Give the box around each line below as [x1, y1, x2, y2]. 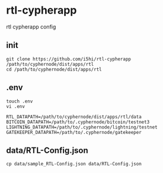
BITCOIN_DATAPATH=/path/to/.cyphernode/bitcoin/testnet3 [6, 119, 150, 125]
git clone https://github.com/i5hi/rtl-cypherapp [6, 56, 132, 62]
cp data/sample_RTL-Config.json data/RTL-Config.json [6, 161, 142, 167]
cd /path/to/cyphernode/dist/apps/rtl [6, 66, 102, 72]
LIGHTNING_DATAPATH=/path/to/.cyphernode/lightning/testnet [6, 124, 158, 130]
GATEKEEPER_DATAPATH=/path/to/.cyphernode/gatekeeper [6, 129, 142, 135]
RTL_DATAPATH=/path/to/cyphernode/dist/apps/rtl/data [6, 114, 142, 120]
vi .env [6, 103, 25, 110]
